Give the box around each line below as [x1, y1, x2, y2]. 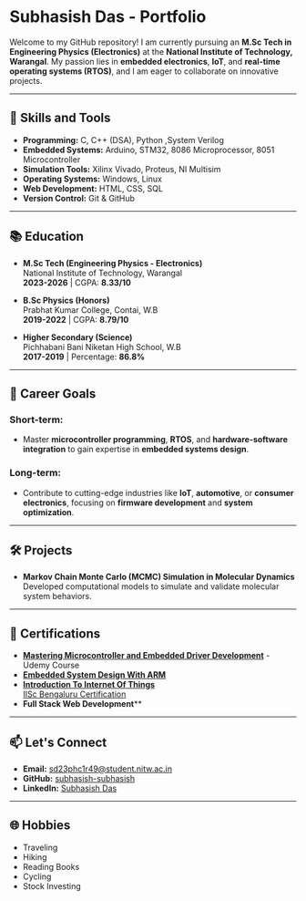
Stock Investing [22, 880, 82, 891]
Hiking [22, 851, 47, 863]
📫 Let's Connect [9, 734, 107, 750]
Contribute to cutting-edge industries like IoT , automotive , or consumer [22, 487, 294, 498]
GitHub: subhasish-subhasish [22, 772, 135, 783]
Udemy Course [22, 659, 80, 671]
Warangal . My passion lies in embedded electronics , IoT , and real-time [9, 56, 280, 67]
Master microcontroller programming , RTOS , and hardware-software [22, 434, 289, 445]
